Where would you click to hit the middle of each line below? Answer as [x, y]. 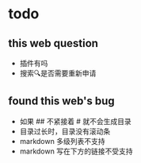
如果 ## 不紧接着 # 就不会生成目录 [76, 121]
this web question [53, 43]
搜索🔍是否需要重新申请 [58, 73]
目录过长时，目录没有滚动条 [65, 131]
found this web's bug [61, 101]
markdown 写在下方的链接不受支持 [76, 151]
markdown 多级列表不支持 [62, 141]
